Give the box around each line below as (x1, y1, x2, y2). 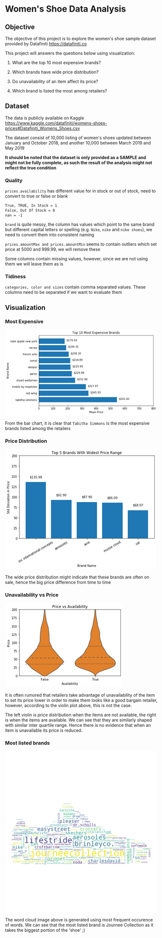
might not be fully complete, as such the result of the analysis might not (5, 160, 152, 165)
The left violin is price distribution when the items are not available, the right (5, 712, 156, 718)
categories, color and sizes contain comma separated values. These (5, 284, 146, 290)
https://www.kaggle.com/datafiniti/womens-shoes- (5, 120, 107, 126)
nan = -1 (5, 213, 23, 218)
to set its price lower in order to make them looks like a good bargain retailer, (5, 697, 158, 703)
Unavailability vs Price (5, 591, 59, 598)
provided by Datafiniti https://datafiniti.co (5, 41, 87, 47)
